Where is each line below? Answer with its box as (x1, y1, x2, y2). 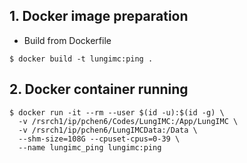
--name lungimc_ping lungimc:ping (18, 142, 162, 153)
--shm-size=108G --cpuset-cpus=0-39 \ (18, 134, 181, 144)
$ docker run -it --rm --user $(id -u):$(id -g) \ (9, 107, 225, 118)
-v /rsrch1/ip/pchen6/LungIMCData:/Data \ (18, 125, 198, 135)
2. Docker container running (9, 81, 189, 98)
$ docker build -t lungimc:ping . (9, 54, 154, 64)
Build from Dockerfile (23, 34, 112, 46)
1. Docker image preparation (9, 8, 189, 25)
